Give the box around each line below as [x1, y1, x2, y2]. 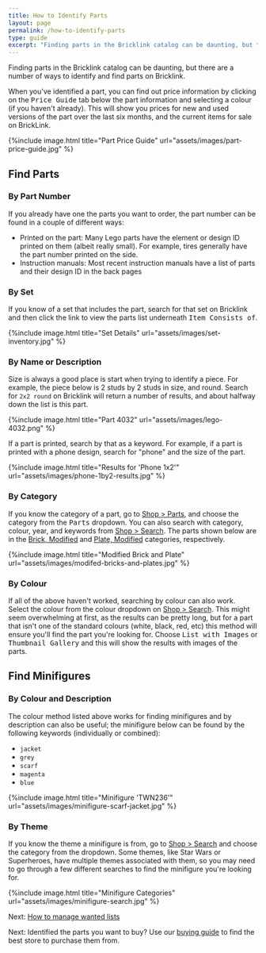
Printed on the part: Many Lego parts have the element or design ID [19, 232, 240, 242]
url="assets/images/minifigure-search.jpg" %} [8, 896, 160, 905]
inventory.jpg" [8, 336, 55, 346]
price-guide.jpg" [8, 144, 63, 154]
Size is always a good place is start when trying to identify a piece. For [8, 375, 239, 384]
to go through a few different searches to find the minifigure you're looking [8, 864, 252, 874]
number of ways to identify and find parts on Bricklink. [8, 71, 186, 81]
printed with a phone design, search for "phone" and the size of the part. [8, 448, 245, 457]
